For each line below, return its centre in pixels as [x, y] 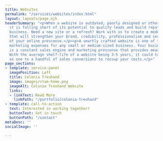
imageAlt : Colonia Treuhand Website [46, 86]
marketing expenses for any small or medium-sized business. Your [78, 46]
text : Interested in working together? [50, 109]
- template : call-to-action [33, 104]
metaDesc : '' [18, 122]
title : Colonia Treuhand [34, 77]
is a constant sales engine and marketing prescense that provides [79, 50]
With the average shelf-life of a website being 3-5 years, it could [81, 55]
